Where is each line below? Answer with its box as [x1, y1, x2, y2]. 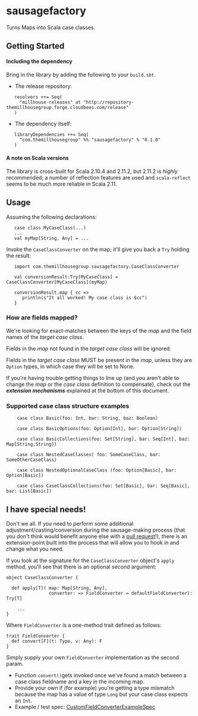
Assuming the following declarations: [6, 213, 97, 221]
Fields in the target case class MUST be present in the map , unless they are [6, 356, 192, 363]
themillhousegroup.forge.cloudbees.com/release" [6, 104, 129, 111]
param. [6, 660, 24, 667]
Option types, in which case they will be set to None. [6, 363, 135, 370]
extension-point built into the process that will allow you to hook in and [6, 539, 180, 546]
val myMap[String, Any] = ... [14, 235, 89, 241]
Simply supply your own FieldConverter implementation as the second [6, 654, 180, 661]
